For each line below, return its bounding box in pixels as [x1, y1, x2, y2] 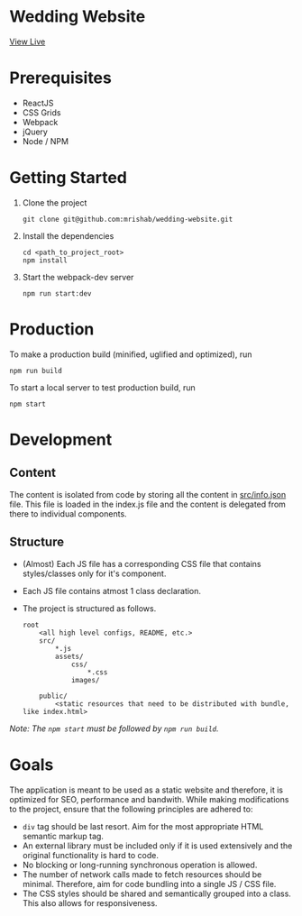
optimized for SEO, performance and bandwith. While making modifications [9, 793, 289, 804]
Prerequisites [9, 68, 113, 88]
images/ [70, 675, 100, 684]
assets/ [55, 652, 84, 661]
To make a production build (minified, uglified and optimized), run [9, 349, 252, 360]
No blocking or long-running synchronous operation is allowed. [22, 859, 258, 870]
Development [9, 429, 113, 450]
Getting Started [9, 168, 128, 188]
